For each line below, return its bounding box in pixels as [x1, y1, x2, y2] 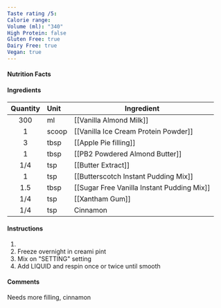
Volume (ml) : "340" [7, 23, 64, 30]
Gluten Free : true [7, 36, 60, 43]
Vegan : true [7, 49, 42, 56]
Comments [7, 278, 40, 286]
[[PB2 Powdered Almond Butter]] [73, 149, 182, 158]
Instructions [7, 224, 44, 233]
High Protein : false [7, 29, 67, 37]
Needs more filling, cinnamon [7, 293, 91, 302]
